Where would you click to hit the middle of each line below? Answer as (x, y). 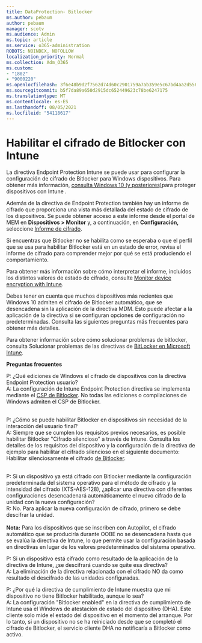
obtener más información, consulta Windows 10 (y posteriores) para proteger (101, 185)
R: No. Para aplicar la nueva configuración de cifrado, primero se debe (94, 508)
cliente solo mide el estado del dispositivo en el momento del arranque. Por (99, 615)
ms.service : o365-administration (48, 46)
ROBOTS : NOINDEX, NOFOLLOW (40, 51)
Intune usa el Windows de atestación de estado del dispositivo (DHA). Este (99, 609)
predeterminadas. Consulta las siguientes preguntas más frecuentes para (97, 322)
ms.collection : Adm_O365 (37, 62)
